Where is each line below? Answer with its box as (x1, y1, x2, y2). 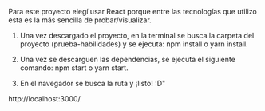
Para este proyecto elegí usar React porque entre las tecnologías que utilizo (8, 7, 257, 16)
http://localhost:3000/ (8, 94, 81, 103)
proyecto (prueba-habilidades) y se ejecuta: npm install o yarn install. (19, 39, 249, 49)
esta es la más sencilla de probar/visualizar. (8, 15, 152, 25)
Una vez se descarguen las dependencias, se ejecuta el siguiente (19, 55, 235, 64)
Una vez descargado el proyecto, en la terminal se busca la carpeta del (19, 31, 255, 40)
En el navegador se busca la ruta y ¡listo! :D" (19, 79, 166, 88)
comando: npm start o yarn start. (19, 63, 129, 73)
